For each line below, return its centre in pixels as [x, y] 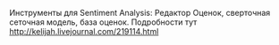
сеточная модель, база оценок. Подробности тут [103, 22]
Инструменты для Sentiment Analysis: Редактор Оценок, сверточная [140, 13]
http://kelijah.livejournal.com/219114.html [84, 31]
